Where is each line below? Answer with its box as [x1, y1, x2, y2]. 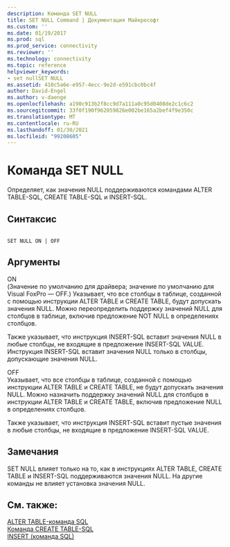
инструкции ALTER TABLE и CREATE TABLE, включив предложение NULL [7, 397, 222, 406]
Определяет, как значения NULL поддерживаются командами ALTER [7, 185, 213, 194]
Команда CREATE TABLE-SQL [7, 525, 94, 533]
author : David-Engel [7, 87, 67, 94]
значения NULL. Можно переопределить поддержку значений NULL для [7, 304, 223, 312]
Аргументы [7, 256, 60, 268]
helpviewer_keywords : [7, 68, 70, 75]
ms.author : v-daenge [7, 94, 67, 101]
